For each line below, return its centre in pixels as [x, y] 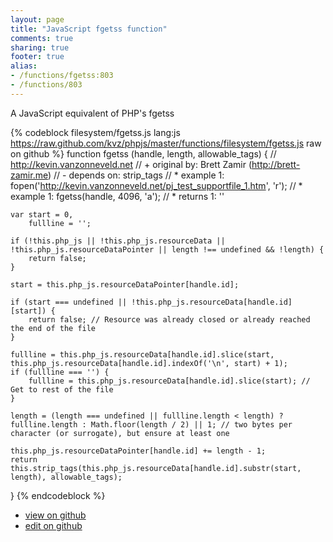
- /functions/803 [46, 85]
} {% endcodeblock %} [58, 495]
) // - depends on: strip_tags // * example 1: [136, 175]
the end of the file [53, 328]
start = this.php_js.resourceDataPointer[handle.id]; [125, 284]
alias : [24, 66]
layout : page [37, 19]
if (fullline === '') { [60, 372]
